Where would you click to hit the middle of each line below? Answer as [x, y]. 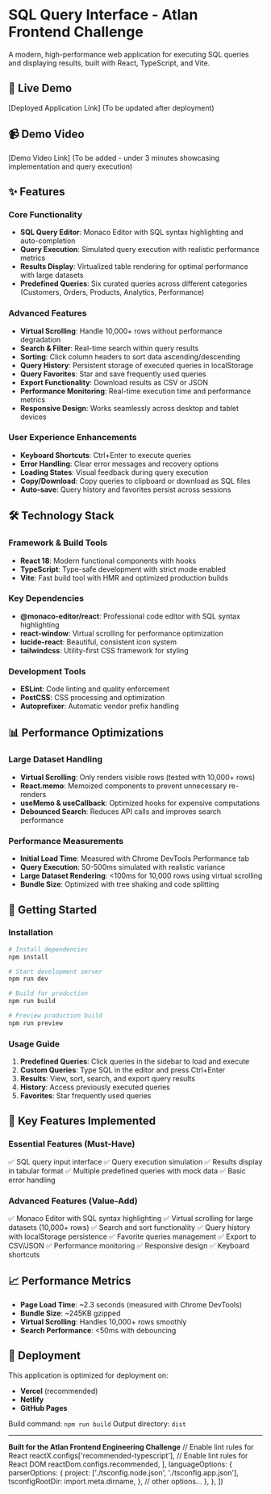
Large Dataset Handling [56, 759]
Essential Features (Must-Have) [72, 1144]
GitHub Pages [44, 1408]
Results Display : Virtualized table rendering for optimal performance [134, 266]
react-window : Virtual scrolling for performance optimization [121, 633]
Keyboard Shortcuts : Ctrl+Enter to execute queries [106, 455]
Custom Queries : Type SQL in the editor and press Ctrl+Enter [123, 1070]
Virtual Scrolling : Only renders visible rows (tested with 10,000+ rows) [138, 777]
